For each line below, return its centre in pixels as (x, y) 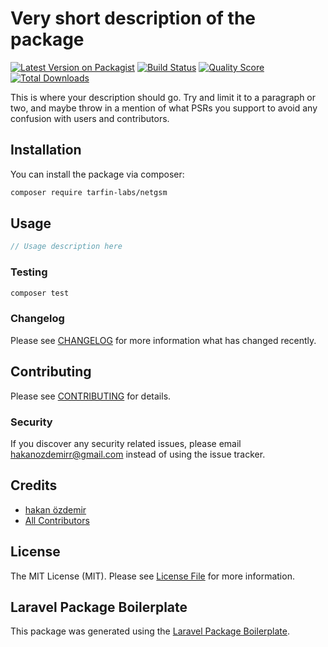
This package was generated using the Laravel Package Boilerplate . (150, 631)
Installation (46, 150)
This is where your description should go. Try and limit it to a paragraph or (163, 97)
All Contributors (57, 520)
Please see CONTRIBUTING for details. (91, 396)
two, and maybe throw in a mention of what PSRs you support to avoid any (164, 108)
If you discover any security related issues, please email (126, 443)
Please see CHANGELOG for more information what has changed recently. (163, 340)
